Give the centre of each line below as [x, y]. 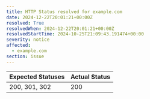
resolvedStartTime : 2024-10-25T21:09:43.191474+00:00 [75, 34]
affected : [19, 46]
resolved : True [25, 23]
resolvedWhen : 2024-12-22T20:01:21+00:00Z [60, 28]
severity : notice [28, 40]
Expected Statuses [37, 77]
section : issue [25, 56]
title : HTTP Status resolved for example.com [64, 12]
